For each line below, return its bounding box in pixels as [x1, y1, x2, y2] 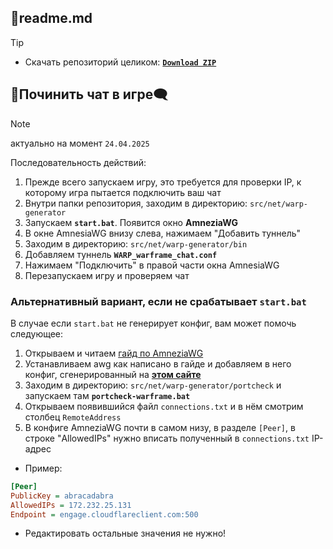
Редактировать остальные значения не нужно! [24, 527, 227, 540]
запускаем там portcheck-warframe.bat [24, 389, 191, 401]
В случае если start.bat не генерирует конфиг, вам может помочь [10, 317, 297, 329]
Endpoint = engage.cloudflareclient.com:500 [10, 509, 199, 520]
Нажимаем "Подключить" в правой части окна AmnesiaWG [24, 259, 280, 271]
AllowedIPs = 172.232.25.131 [10, 500, 132, 510]
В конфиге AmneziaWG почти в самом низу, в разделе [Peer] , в [24, 421, 296, 433]
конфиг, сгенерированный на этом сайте [24, 368, 202, 380]
